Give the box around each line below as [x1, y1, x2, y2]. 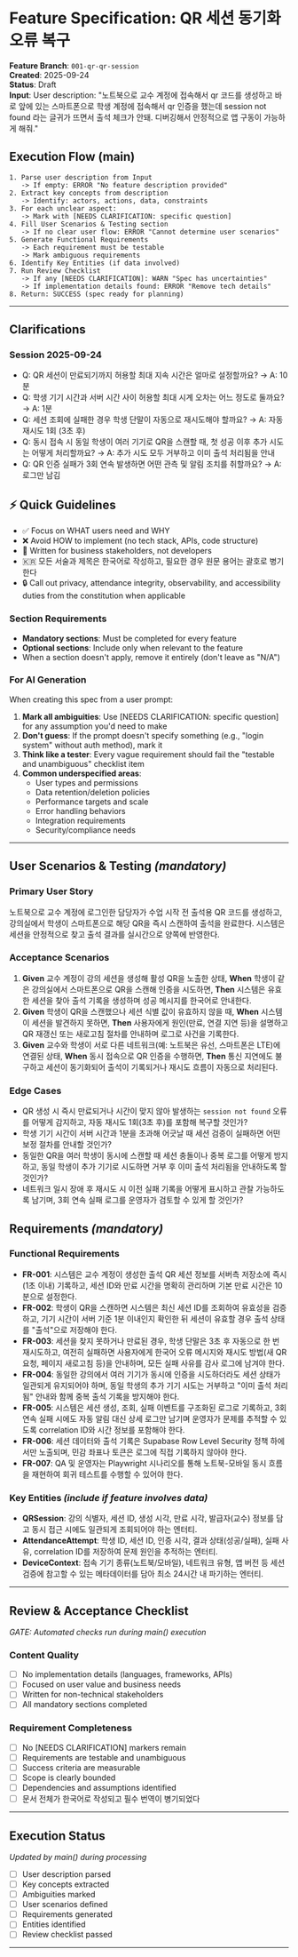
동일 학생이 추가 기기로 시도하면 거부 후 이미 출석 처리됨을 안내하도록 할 [41, 1162, 287, 1172]
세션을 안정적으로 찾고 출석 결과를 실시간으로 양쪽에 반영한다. [9, 929, 220, 939]
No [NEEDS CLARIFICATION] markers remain [21, 1742, 187, 1753]
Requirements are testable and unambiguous [21, 1752, 186, 1762]
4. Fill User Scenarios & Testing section [9, 220, 169, 228]
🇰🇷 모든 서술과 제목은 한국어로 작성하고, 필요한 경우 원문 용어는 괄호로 [21, 556, 268, 567]
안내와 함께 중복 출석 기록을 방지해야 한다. [35, 1391, 180, 1402]
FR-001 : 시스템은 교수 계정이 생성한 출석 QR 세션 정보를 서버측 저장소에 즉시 [21, 1268, 287, 1280]
